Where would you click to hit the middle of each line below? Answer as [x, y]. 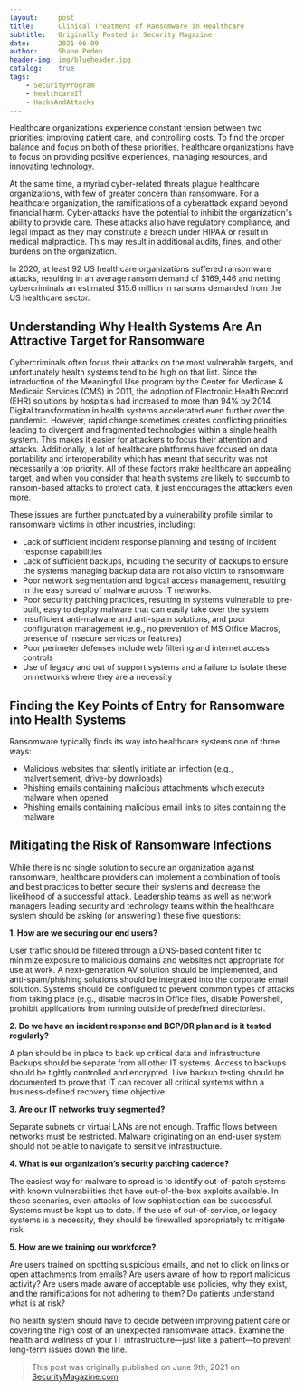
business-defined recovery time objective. [88, 1091]
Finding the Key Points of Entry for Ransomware [147, 705]
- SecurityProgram [60, 85]
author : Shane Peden [56, 52]
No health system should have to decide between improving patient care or [150, 1320]
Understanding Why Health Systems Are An [136, 326]
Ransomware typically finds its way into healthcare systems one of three [145, 741]
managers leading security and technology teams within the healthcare [142, 905]
